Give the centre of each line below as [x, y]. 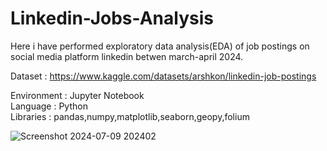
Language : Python [49, 106]
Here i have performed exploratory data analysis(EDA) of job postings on [160, 46]
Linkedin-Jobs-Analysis [112, 18]
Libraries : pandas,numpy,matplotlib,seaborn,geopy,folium [130, 116]
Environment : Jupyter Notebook [77, 95]
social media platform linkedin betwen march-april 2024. [127, 56]
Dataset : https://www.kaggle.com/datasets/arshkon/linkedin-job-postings [163, 76]
